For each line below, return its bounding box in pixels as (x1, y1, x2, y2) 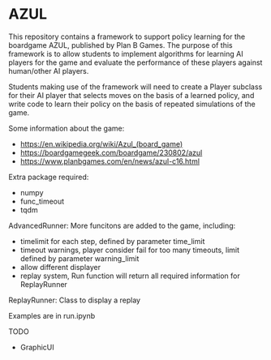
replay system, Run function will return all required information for (19, 271, 241, 281)
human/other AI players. (8, 66, 89, 75)
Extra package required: (8, 172, 89, 182)
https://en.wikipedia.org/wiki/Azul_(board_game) (19, 139, 183, 148)
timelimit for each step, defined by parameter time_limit (19, 236, 205, 246)
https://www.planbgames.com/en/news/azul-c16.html (19, 156, 200, 166)
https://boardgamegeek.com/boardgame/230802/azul (19, 148, 203, 157)
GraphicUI (19, 342, 54, 352)
